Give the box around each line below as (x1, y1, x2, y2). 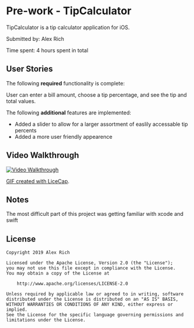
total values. (6, 97, 36, 104)
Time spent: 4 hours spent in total (6, 46, 89, 54)
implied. (6, 307, 28, 313)
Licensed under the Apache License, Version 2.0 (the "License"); (6, 260, 173, 266)
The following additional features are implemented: (6, 109, 131, 116)
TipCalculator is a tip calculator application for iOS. (6, 24, 130, 31)
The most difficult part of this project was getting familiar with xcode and (6, 211, 184, 218)
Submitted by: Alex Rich (6, 35, 64, 42)
